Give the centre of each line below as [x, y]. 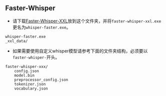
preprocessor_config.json [41, 79]
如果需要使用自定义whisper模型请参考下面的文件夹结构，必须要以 [80, 51]
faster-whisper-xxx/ [27, 66]
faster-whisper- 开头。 [36, 57]
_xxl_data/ [17, 41]
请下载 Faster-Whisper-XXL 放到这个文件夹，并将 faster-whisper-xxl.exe [87, 21]
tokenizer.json [30, 84]
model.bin [25, 75]
